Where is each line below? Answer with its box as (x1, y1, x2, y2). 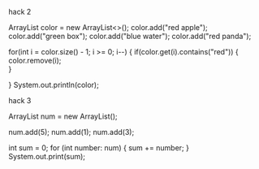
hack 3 (8, 96, 32, 105)
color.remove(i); (8, 56, 62, 65)
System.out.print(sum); (8, 152, 86, 161)
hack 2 (8, 7, 32, 16)
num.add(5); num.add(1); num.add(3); (8, 128, 135, 136)
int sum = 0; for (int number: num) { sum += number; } (8, 143, 189, 153)
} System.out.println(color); (8, 80, 99, 89)
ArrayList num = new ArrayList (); (8, 111, 118, 121)
